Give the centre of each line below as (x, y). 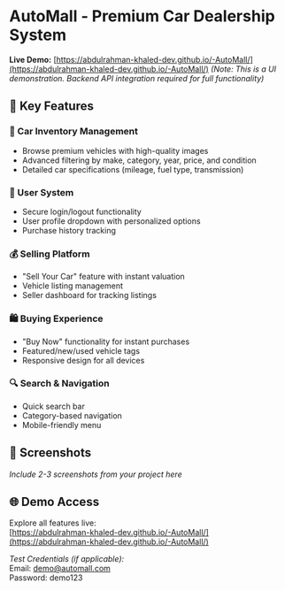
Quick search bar (54, 406)
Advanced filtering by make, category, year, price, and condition (139, 160)
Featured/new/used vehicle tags (81, 350)
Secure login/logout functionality (81, 211)
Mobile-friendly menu (62, 425)
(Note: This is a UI (244, 69)
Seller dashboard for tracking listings (89, 295)
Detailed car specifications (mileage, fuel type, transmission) (133, 169)
